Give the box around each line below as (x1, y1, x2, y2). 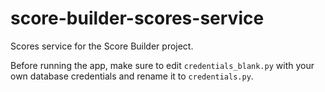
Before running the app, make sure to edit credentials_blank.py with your (10, 59, 315, 71)
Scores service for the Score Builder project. (10, 40, 194, 52)
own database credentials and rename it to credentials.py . (10, 70, 254, 82)
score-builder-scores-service (10, 7, 265, 30)
